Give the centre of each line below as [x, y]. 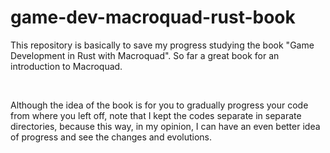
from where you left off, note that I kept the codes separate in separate [156, 115]
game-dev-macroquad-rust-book [153, 17]
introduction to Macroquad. [66, 66]
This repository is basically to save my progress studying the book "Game [162, 45]
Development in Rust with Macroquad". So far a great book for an [145, 55]
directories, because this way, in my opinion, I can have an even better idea [165, 126]
